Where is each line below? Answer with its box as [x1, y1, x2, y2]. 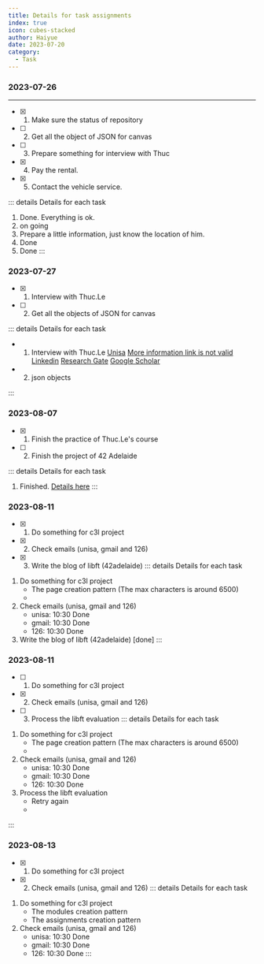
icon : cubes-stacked [8, 26, 76, 34]
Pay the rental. [31, 166, 79, 175]
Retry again [31, 797, 69, 806]
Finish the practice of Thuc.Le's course [31, 434, 159, 444]
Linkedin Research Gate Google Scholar [31, 356, 160, 366]
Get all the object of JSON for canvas [31, 132, 152, 142]
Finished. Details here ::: [19, 482, 98, 491]
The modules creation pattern [31, 906, 128, 916]
